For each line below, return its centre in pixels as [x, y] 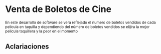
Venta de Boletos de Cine [58, 9]
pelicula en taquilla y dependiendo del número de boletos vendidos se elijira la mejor [78, 27]
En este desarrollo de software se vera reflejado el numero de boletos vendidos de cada [80, 22]
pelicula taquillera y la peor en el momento [42, 31]
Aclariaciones [27, 47]
